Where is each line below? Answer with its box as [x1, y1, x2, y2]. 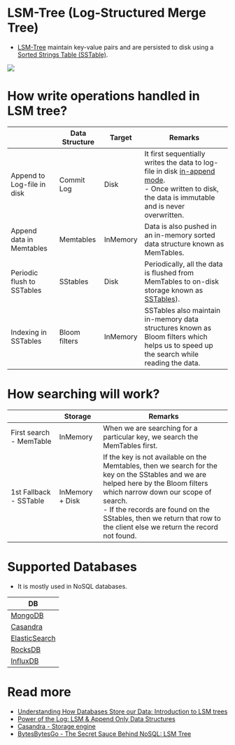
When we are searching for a [103, 423, 198, 433]
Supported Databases [7, 559, 138, 575]
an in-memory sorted [144, 230, 215, 239]
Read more [7, 684, 71, 699]
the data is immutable [144, 193, 215, 202]
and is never [144, 201, 185, 211]
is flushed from [144, 267, 194, 277]
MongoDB [10, 611, 44, 620]
